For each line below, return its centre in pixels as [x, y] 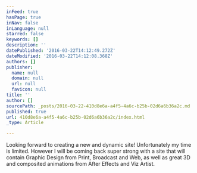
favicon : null [29, 89]
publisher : [20, 67]
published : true [26, 112]
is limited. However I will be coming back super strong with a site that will [96, 151]
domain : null [28, 78]
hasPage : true [24, 17]
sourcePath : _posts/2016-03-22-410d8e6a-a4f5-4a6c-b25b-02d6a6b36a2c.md [98, 106]
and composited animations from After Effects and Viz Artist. [80, 164]
